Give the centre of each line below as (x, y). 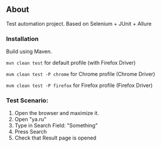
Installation (23, 38)
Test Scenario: (27, 100)
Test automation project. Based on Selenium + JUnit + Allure (79, 23)
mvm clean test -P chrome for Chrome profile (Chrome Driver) (80, 74)
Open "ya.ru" (30, 120)
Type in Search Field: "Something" (56, 125)
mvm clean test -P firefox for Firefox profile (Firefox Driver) (80, 85)
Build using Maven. (29, 51)
